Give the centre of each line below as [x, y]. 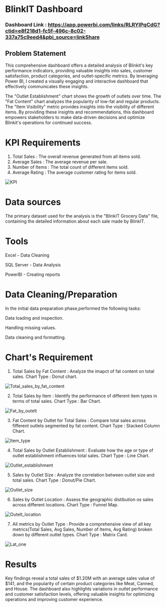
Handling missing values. [31, 328]
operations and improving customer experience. [54, 599]
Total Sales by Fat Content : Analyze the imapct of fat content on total [83, 371]
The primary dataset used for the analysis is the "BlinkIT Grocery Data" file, [82, 216]
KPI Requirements [43, 143]
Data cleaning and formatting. [35, 337]
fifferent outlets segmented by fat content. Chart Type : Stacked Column [86, 425]
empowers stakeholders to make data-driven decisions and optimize [75, 117]
